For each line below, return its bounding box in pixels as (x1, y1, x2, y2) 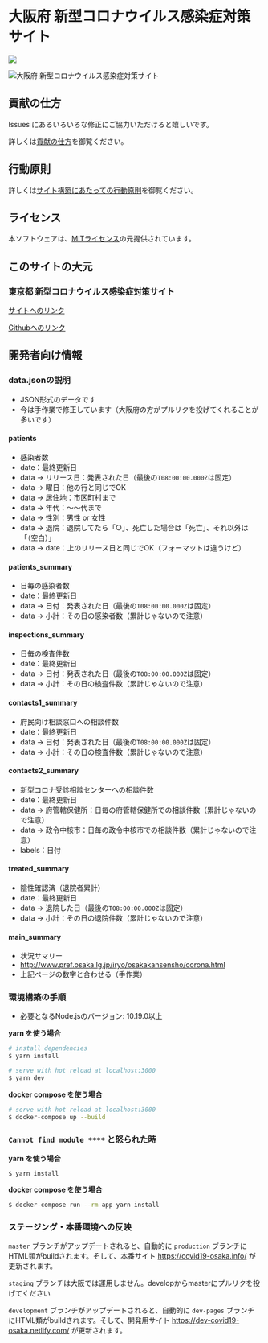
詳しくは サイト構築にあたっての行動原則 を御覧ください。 (8, 185, 198, 195)
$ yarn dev (8, 1074, 45, 1082)
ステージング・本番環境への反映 (8, 1221, 132, 1232)
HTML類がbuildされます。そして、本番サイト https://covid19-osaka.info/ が (8, 1251, 256, 1261)
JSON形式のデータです (19, 394, 96, 404)
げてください (8, 1288, 51, 1298)
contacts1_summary (8, 698, 78, 707)
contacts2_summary (8, 766, 79, 776)
